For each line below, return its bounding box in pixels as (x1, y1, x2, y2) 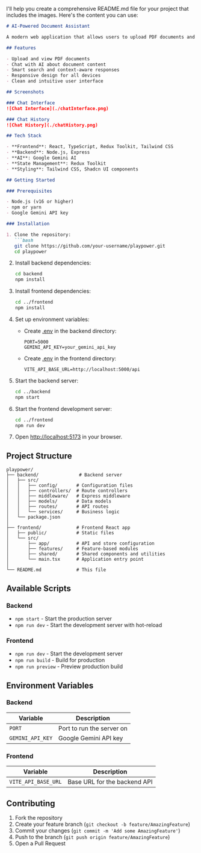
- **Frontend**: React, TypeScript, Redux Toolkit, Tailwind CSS (6, 144, 173, 150)
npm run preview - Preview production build (14, 663, 123, 670)
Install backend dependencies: (14, 259, 91, 267)
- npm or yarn (6, 204, 42, 210)
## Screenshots (6, 89, 45, 95)
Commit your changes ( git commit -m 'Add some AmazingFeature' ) (14, 826, 181, 834)
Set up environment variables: (14, 316, 90, 323)
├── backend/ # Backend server (6, 472, 122, 478)
